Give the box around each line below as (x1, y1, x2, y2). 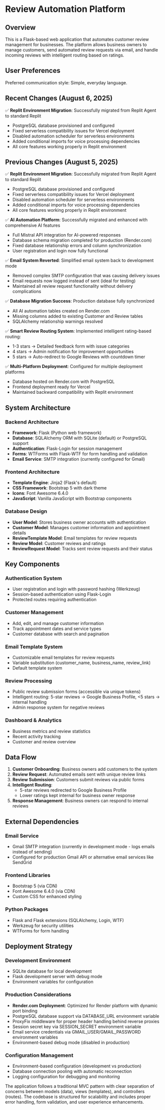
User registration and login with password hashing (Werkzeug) (12, 586, 140, 592)
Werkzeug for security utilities (12, 923, 74, 928)
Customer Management (5, 609, 63, 616)
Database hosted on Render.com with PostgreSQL (12, 378, 115, 385)
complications (12, 289, 41, 295)
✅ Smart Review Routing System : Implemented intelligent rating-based (5, 328, 152, 334)
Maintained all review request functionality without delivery (12, 283, 133, 289)
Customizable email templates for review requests (12, 655, 115, 660)
